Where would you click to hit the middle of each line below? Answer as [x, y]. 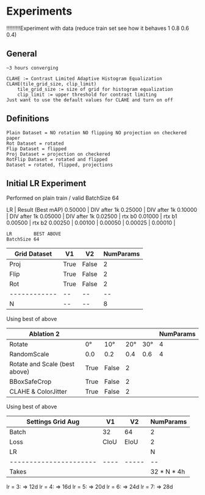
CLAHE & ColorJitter [38, 392]
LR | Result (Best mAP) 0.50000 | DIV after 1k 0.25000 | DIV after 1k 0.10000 [102, 210]
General [22, 54]
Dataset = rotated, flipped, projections [60, 165]
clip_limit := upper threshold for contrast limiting [87, 95]
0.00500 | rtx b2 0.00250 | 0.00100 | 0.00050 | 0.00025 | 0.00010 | [91, 223]
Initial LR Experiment [46, 183]
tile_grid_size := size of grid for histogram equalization [95, 89]
